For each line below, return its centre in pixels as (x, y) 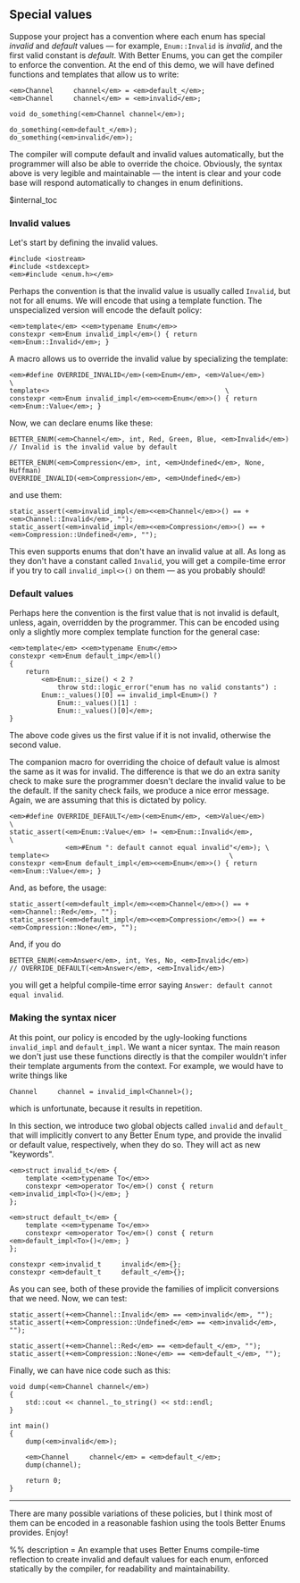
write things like (38, 1075)
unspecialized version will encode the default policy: (106, 310)
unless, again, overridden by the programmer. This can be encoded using (144, 623)
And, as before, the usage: (58, 888)
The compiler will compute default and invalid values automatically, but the (146, 154)
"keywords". (32, 1154)
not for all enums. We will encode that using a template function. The (136, 301)
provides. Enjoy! (39, 1532)
